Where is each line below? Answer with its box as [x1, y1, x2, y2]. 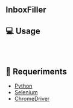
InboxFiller [5, 5, 46, 15]
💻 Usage [5, 26, 40, 36]
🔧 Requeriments [5, 66, 68, 77]
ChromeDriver [14, 95, 50, 103]
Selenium [14, 89, 38, 96]
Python [14, 82, 33, 89]
